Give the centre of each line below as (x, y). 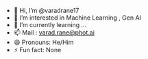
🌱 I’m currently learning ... (50, 25)
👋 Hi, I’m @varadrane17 (46, 11)
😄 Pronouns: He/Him (44, 42)
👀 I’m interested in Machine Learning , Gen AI (77, 18)
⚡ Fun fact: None (37, 50)
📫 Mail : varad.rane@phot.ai (54, 33)
